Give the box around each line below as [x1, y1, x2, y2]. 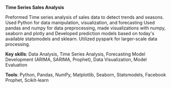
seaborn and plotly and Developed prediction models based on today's [5, 31, 155, 36]
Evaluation [5, 62, 28, 68]
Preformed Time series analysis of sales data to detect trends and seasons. [5, 14, 164, 20]
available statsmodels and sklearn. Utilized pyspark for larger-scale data [5, 36, 157, 42]
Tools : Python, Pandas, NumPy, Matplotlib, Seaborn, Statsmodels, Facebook [5, 72, 166, 78]
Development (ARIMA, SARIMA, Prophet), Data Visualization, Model [5, 56, 147, 63]
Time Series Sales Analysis [5, 5, 64, 10]
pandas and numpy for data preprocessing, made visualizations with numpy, [5, 25, 166, 31]
